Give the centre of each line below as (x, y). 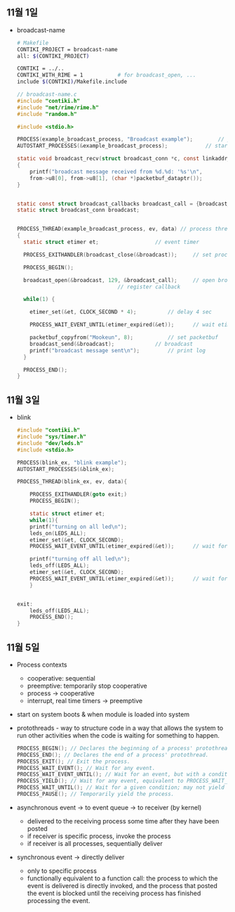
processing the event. (59, 900)
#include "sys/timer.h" (52, 437)
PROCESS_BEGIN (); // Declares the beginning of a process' (105, 748)
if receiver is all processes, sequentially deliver (95, 843)
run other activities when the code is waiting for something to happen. (118, 735)
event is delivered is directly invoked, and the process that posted (122, 885)
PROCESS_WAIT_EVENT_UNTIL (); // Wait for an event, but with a (111, 775)
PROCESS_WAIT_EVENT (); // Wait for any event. (86, 768)
